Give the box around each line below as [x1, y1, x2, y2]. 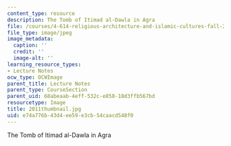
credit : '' [13, 49, 45, 56]
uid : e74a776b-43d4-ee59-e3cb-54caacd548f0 [7, 112, 134, 119]
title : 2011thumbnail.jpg [7, 106, 81, 112]
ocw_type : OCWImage [7, 73, 63, 81]
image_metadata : [7, 36, 54, 42]
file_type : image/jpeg [7, 29, 72, 36]
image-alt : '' [13, 55, 54, 62]
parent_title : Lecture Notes [7, 80, 91, 87]
